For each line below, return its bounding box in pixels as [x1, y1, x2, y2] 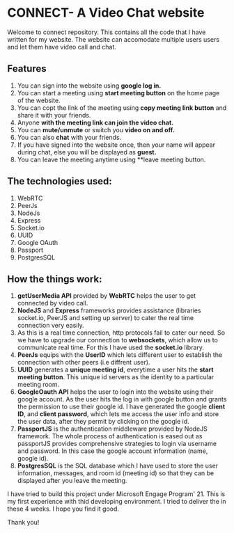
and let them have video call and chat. [7, 42, 116, 51]
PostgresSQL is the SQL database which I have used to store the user [17, 461, 218, 470]
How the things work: [7, 273, 102, 285]
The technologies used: [7, 175, 113, 187]
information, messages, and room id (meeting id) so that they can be [17, 469, 214, 477]
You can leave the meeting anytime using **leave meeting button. [17, 155, 206, 164]
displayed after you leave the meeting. [17, 477, 127, 485]
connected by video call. [17, 299, 88, 308]
